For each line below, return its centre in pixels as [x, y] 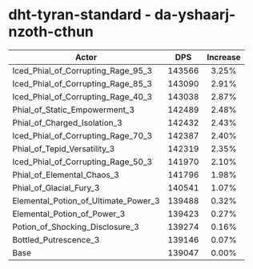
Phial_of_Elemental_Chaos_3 [66, 175]
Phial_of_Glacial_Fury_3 [56, 187]
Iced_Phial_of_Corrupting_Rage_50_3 [82, 162]
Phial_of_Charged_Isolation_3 [67, 122]
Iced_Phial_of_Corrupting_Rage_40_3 [82, 96]
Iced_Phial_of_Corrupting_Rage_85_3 [82, 83]
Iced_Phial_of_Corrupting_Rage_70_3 [82, 135]
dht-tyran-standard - [80, 15]
